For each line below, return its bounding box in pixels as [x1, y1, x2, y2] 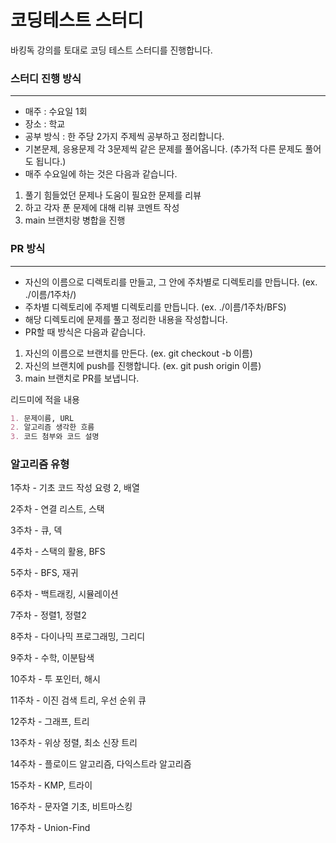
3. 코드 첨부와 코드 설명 [10, 432, 100, 442]
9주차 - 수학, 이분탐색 [10, 652, 95, 664]
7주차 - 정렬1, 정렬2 [10, 609, 87, 621]
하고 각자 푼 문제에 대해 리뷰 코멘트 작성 [24, 202, 180, 214]
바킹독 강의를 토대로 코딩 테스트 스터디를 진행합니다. [10, 44, 213, 56]
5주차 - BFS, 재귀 [10, 567, 79, 579]
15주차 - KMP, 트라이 [10, 779, 93, 791]
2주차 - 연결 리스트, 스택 [10, 503, 105, 515]
